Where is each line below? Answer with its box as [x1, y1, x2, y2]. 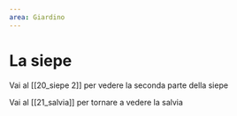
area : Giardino [9, 12, 65, 22]
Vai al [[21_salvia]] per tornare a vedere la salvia [9, 97, 184, 107]
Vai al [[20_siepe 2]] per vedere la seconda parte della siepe [9, 80, 228, 91]
